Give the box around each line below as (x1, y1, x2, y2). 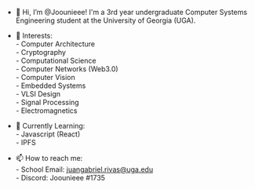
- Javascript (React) (15, 129, 81, 139)
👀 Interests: (15, 31, 53, 40)
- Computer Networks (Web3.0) (15, 64, 119, 74)
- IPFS (15, 138, 37, 147)
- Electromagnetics (15, 106, 78, 115)
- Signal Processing (15, 98, 80, 107)
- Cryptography (15, 48, 67, 56)
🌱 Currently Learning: (15, 122, 86, 130)
